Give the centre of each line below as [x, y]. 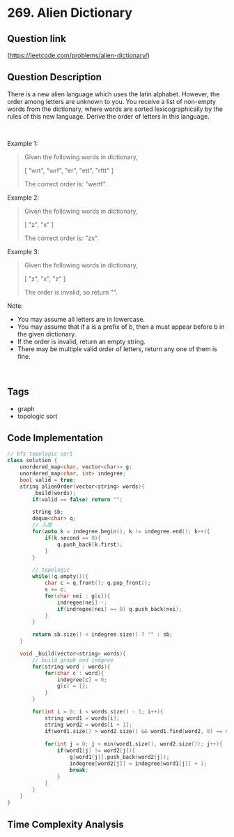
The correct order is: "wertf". [66, 184]
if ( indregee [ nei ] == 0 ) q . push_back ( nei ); [119, 609]
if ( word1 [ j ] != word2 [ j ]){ [96, 751]
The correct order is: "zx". [62, 238]
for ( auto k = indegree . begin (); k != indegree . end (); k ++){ [121, 532]
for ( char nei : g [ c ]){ [77, 596]
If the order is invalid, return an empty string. [81, 341]
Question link [37, 39]
